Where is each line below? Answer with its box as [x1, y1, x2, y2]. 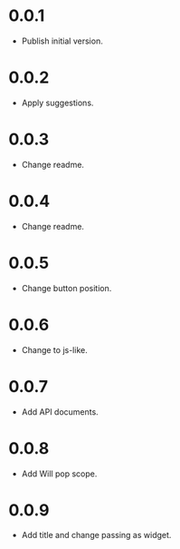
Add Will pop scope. [21, 468, 98, 479]
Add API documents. [21, 406, 99, 417]
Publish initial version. [21, 35, 103, 46]
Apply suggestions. [21, 97, 94, 108]
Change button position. [21, 282, 112, 293]
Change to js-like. [21, 344, 88, 355]
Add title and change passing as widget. [21, 530, 172, 541]
